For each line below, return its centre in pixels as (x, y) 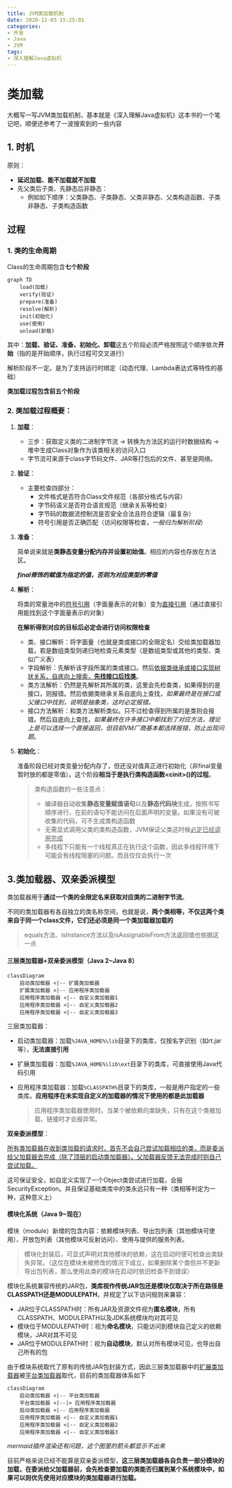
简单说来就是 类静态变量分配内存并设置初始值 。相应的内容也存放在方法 (117, 552)
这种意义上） (37, 1197)
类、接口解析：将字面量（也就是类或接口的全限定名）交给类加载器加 (124, 642)
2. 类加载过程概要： (40, 411)
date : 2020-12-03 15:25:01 (46, 20)
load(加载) (34, 287)
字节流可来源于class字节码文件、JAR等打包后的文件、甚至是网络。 (122, 459)
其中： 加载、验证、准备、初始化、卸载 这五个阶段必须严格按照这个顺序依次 (113, 345)
